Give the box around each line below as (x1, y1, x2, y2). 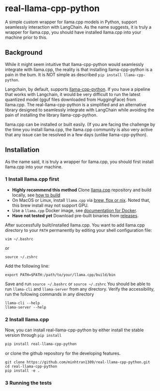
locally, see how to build (12, 192, 60, 198)
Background (5, 49, 43, 57)
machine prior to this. (5, 34, 47, 40)
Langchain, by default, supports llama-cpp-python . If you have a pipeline (5, 86, 151, 92)
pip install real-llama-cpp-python (5, 342, 77, 347)
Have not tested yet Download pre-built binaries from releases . (12, 212, 139, 218)
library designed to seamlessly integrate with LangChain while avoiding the (5, 107, 155, 113)
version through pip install (5, 332, 62, 338)
